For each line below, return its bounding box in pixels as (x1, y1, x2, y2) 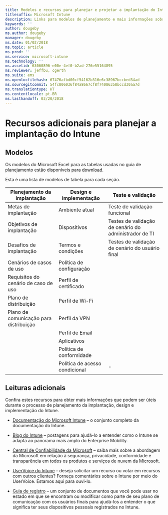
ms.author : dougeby (5, 31, 46, 36)
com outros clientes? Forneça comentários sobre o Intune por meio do (12, 473, 158, 479)
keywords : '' (5, 21, 32, 27)
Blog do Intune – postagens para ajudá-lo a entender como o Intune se (12, 432, 158, 438)
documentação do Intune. (12, 423, 66, 429)
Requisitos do (7, 274, 40, 281)
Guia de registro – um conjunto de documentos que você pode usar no (12, 488, 158, 494)
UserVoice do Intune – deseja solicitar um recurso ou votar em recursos (12, 468, 160, 474)
